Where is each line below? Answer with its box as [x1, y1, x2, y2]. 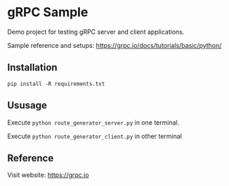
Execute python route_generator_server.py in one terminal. [7, 118, 180, 127]
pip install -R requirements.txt [7, 80, 105, 87]
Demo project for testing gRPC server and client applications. [7, 27, 185, 36]
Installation [7, 61, 58, 74]
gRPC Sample [7, 4, 89, 20]
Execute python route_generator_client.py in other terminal [7, 132, 183, 140]
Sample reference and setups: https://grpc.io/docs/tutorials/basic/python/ [7, 41, 222, 49]
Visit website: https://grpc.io [7, 170, 89, 180]
